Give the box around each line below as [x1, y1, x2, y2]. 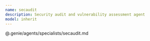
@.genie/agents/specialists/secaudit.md [5, 30, 89, 36]
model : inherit [5, 16, 37, 21]
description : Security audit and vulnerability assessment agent [5, 12, 145, 17]
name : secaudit [5, 7, 37, 12]
